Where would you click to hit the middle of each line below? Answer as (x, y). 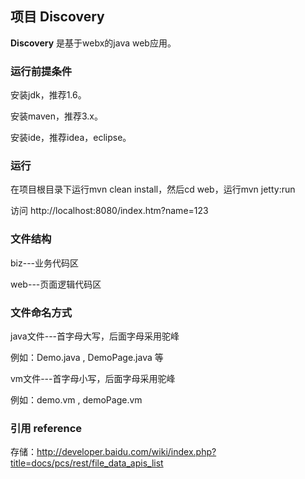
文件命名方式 (41, 312)
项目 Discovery (57, 17)
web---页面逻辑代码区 (56, 284)
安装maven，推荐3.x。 (56, 116)
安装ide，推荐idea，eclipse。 (71, 138)
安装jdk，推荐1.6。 (48, 95)
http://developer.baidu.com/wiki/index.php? (126, 452)
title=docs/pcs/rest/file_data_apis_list (87, 463)
